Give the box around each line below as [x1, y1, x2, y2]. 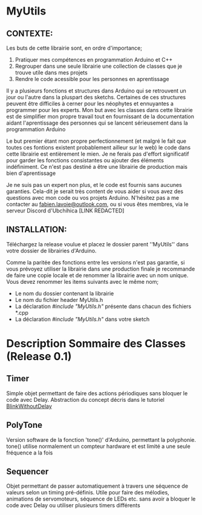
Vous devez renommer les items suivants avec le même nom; [6, 278, 159, 285]
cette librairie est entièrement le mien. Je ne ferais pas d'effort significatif [6, 150, 189, 157]
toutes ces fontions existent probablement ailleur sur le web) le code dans [6, 144, 191, 151]
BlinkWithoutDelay [6, 402, 53, 410]
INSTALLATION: [6, 225, 68, 235]
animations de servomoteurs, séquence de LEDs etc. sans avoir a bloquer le [6, 495, 196, 503]
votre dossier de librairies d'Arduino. [6, 247, 97, 254]
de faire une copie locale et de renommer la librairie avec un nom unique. [6, 271, 189, 279]
